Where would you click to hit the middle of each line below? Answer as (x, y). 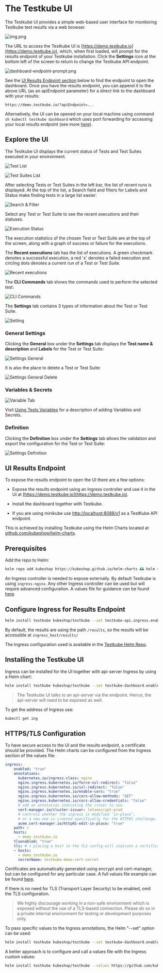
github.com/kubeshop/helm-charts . (41, 533)
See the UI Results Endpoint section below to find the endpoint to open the (80, 80)
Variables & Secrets (29, 390)
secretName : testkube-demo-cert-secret (58, 860)
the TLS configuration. (27, 894)
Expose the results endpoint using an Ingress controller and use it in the (84, 489)
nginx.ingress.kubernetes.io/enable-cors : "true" (69, 792)
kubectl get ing (21, 718)
